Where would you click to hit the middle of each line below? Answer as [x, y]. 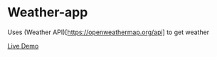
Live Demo [23, 46]
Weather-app [48, 12]
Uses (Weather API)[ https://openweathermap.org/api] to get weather [108, 32]
